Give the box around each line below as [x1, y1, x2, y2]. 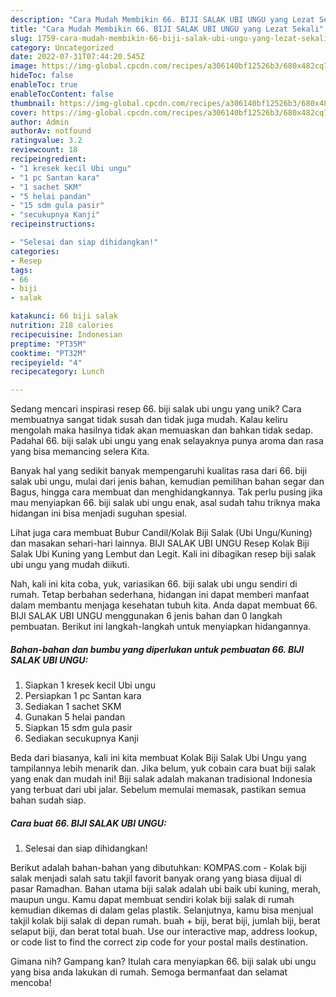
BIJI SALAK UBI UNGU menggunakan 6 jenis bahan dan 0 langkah [10, 610, 283, 622]
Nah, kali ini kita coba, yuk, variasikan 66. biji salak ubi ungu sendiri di [10, 578, 298, 590]
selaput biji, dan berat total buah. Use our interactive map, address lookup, [10, 926, 318, 938]
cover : [10, 107, 38, 118]
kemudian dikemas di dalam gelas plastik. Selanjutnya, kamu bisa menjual [10, 904, 314, 916]
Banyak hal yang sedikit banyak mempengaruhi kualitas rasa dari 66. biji [10, 465, 308, 477]
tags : [10, 265, 33, 275]
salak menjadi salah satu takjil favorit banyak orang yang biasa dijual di [10, 872, 302, 885]
